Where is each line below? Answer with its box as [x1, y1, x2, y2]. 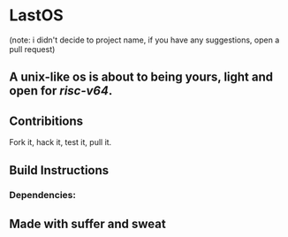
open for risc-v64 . [9, 83, 113, 98]
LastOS [9, 5, 64, 26]
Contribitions [9, 113, 84, 128]
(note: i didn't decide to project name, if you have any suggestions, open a [9, 34, 280, 45]
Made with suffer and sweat [9, 216, 166, 231]
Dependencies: [9, 189, 77, 202]
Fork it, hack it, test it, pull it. [9, 137, 112, 148]
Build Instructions [9, 163, 110, 178]
